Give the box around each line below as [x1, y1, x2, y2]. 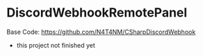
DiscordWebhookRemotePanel [6, 5, 188, 21]
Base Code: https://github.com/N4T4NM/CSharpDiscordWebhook [6, 28, 196, 36]
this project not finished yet [16, 41, 95, 49]
